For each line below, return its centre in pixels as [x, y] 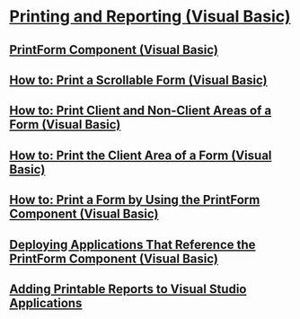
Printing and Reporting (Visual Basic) [150, 17]
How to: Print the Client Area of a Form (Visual [141, 155]
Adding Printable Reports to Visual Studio [128, 289]
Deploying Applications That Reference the [132, 244]
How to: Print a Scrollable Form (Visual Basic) [138, 80]
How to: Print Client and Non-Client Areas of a [141, 111]
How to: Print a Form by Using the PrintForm [135, 200]
